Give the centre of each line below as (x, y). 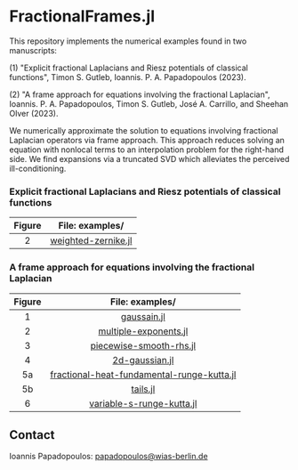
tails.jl (143, 389)
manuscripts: (33, 50)
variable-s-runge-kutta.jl (143, 403)
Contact (32, 435)
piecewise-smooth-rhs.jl (143, 345)
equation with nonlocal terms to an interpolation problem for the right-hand (147, 150)
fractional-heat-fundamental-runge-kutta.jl (143, 374)
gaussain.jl (143, 316)
